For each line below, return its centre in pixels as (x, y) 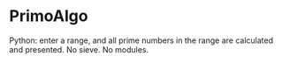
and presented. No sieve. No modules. (79, 49)
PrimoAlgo (49, 16)
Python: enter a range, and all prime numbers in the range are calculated (141, 40)
